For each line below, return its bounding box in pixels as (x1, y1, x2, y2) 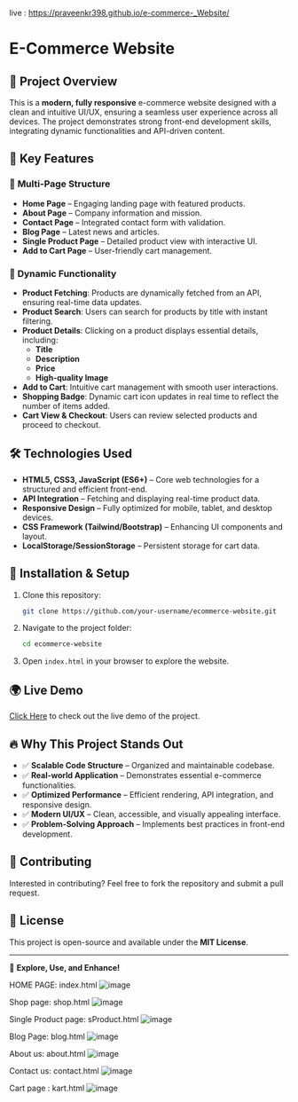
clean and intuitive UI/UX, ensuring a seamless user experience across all (9, 106, 278, 117)
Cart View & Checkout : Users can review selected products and (21, 410, 257, 421)
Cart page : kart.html (9, 1082, 85, 1093)
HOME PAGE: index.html (9, 980, 98, 990)
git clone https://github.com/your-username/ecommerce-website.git (21, 607, 277, 616)
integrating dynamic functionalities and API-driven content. (9, 126, 225, 136)
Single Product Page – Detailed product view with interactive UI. (21, 235, 258, 247)
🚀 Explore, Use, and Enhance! (9, 962, 121, 972)
